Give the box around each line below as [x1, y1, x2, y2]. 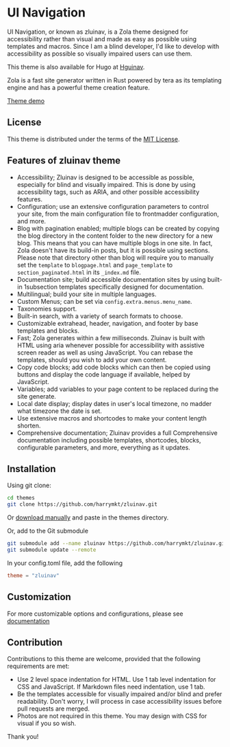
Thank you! [7, 733, 39, 741]
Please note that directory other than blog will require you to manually [16, 253, 214, 262]
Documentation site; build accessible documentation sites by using [16, 275, 207, 283]
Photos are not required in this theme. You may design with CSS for [16, 712, 207, 720]
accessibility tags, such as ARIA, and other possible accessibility [16, 188, 200, 196]
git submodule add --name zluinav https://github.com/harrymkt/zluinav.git [7, 540, 228, 547]
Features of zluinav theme [7, 155, 121, 166]
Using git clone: [7, 481, 51, 489]
